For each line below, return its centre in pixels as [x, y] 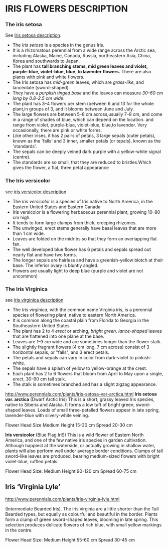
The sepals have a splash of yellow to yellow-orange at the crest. [80, 368]
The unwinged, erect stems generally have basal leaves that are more [84, 228]
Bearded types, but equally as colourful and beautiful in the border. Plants [81, 514]
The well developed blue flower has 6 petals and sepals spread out [82, 249]
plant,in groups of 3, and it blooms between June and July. [73, 109]
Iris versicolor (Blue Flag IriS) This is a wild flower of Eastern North [74, 435]
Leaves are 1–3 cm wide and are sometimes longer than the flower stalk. [87, 342]
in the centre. [19, 530]
